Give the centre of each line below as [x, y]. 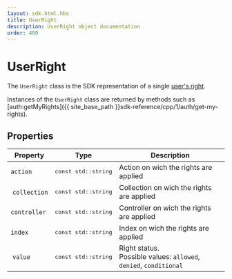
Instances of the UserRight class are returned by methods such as [101, 99]
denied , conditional [151, 265]
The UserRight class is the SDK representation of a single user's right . [106, 86]
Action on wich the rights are [166, 167]
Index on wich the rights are [164, 228]
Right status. [139, 248]
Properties [30, 136]
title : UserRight [32, 20]
